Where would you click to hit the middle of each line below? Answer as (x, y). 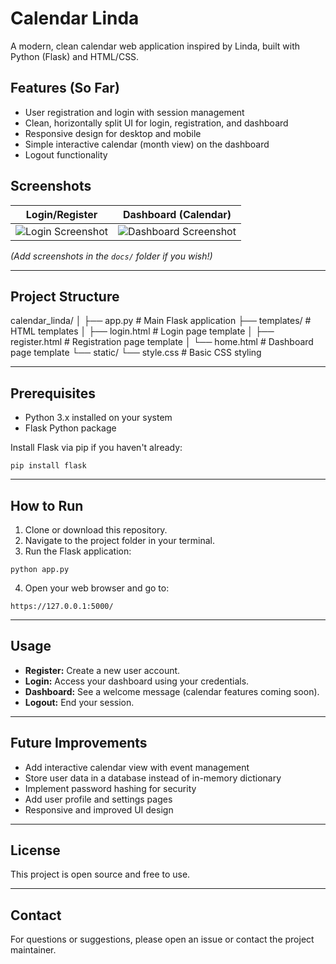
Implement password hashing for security (110, 788)
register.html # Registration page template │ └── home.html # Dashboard (162, 342)
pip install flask (48, 466)
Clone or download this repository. (96, 530)
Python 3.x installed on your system (98, 418)
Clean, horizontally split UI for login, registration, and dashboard (156, 123)
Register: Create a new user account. (102, 670)
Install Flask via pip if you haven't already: (96, 448)
